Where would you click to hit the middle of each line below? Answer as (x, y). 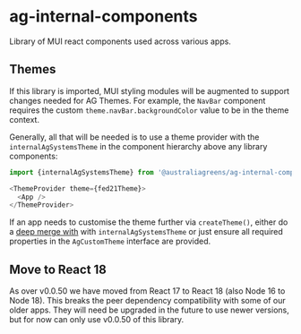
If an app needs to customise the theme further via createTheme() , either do (149, 222)
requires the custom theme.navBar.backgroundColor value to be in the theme (149, 110)
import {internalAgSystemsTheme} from (82, 172)
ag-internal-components (103, 17)
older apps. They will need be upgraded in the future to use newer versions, (149, 310)
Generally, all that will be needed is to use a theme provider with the (134, 137)
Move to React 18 (58, 269)
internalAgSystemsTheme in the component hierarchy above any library (138, 146)
